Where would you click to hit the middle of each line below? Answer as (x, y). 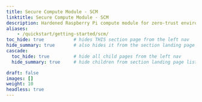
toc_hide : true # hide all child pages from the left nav (96, 56)
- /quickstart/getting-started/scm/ (63, 34)
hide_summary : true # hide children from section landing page (98, 62)
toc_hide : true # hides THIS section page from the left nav (98, 40)
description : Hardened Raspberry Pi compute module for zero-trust (93, 23)
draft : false (23, 73)
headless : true (25, 90)
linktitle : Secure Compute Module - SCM (58, 17)
